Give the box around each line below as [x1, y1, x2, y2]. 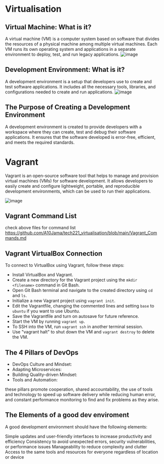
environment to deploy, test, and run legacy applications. [5, 51, 120, 57]
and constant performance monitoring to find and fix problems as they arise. [5, 397, 159, 402]
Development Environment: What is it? [5, 66, 125, 74]
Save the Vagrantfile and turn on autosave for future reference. [12, 313, 140, 319]
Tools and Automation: [12, 377, 58, 382]
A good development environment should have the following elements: [5, 424, 148, 430]
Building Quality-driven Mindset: [12, 372, 77, 377]
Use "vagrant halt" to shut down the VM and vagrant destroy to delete [12, 329, 155, 335]
